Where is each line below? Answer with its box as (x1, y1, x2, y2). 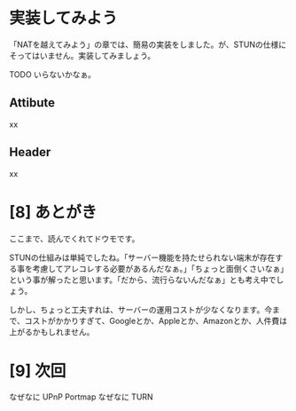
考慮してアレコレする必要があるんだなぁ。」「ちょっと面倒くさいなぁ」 (32, 263, 289, 273)
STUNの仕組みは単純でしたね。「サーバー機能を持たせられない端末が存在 (9, 252, 276, 263)
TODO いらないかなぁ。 (9, 68, 96, 80)
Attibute (9, 95, 56, 111)
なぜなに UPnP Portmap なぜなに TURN (9, 391, 153, 402)
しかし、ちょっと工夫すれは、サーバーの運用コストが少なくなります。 (9, 304, 265, 315)
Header (9, 145, 51, 160)
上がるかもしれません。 (9, 326, 95, 337)
